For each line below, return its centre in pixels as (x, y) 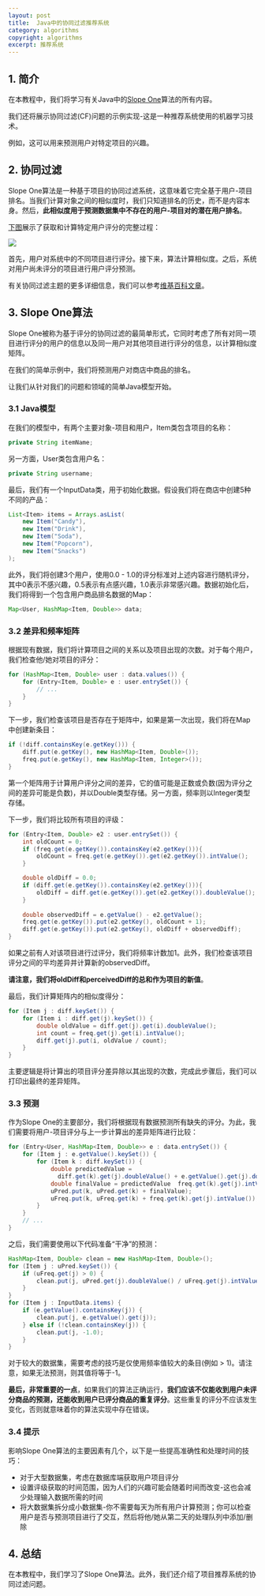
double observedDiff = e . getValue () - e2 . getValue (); (112, 914)
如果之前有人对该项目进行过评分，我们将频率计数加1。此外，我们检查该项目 (131, 953)
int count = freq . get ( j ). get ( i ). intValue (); (111, 1033)
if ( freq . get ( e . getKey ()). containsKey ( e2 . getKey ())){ (112, 849)
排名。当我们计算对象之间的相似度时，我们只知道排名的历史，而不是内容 (125, 200)
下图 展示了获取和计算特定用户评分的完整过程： (84, 227)
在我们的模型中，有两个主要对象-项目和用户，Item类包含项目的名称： (121, 427)
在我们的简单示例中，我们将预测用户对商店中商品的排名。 (101, 370)
